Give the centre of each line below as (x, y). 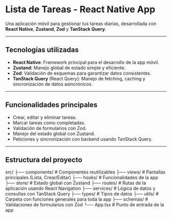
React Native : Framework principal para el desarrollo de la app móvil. (86, 62)
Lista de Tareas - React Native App (80, 9)
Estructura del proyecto (44, 160)
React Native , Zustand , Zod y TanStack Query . (56, 29)
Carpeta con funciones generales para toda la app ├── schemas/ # (77, 199)
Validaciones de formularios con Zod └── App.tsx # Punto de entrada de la (85, 205)
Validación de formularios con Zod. (50, 128)
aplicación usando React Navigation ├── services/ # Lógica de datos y (80, 188)
